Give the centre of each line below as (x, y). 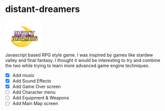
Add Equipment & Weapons (40, 98)
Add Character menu (34, 92)
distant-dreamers (42, 9)
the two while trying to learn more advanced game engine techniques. (77, 65)
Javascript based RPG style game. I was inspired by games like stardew (79, 55)
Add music (23, 75)
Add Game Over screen (36, 86)
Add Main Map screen (35, 103)
